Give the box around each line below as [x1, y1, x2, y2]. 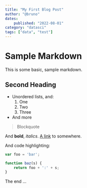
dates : [5, 16, 18, 21]
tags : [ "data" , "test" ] [5, 30, 53, 34]
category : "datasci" [5, 25, 47, 30]
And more [12, 114, 32, 120]
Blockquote [16, 123, 40, 129]
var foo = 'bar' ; [5, 152, 40, 157]
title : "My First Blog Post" [5, 7, 64, 12]
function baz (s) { [5, 161, 42, 166]
